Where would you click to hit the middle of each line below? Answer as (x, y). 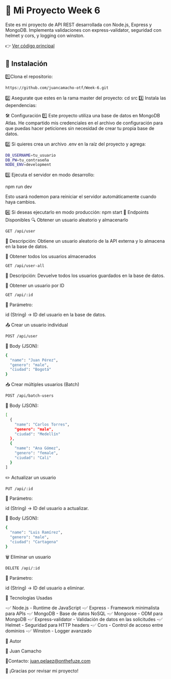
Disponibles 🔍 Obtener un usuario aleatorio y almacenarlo (67, 220)
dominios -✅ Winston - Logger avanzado (49, 631)
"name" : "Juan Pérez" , (34, 360)
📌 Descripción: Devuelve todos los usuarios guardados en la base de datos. (85, 275)
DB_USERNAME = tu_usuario (31, 155)
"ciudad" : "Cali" (33, 458)
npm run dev (19, 187)
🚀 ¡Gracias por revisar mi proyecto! (42, 671)
